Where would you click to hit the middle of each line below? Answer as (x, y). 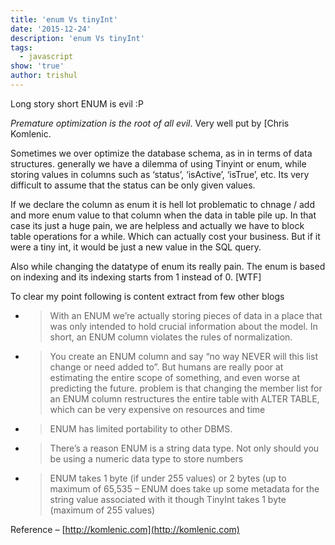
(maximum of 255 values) (102, 510)
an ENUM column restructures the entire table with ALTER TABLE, (184, 398)
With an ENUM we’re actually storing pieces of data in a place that (186, 315)
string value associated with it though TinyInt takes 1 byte (168, 499)
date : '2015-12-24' (51, 29)
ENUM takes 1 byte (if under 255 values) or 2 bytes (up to (168, 478)
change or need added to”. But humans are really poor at (166, 367)
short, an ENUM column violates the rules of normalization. (171, 337)
